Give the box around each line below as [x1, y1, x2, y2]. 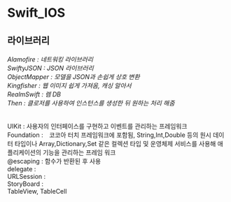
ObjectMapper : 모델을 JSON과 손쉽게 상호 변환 [7, 73, 140, 81]
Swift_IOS [7, 5, 66, 21]
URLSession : [7, 172, 46, 180]
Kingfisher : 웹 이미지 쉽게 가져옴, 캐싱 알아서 [7, 82, 132, 90]
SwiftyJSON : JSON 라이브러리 [7, 64, 94, 73]
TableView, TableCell [7, 187, 67, 195]
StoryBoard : [7, 180, 44, 188]
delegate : [7, 164, 36, 173]
